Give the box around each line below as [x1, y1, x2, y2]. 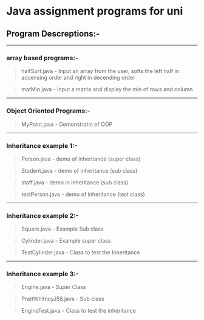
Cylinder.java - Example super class [21, 237, 111, 245]
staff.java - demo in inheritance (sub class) [21, 178, 129, 186]
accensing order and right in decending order [21, 74, 135, 82]
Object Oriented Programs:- [6, 106, 90, 115]
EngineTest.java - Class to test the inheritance [21, 307, 137, 315]
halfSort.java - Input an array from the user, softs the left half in [21, 68, 179, 75]
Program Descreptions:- [6, 29, 100, 39]
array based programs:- [6, 54, 78, 62]
